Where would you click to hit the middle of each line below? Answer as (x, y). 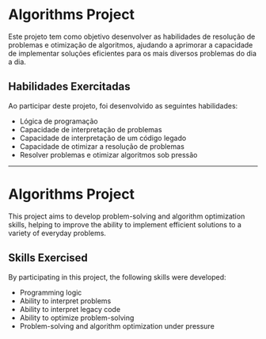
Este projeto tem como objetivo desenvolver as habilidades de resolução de (132, 36)
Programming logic (51, 292)
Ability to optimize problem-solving (77, 318)
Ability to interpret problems (65, 301)
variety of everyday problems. (57, 233)
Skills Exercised (48, 258)
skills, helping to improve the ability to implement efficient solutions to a (125, 224)
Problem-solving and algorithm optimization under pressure (117, 326)
